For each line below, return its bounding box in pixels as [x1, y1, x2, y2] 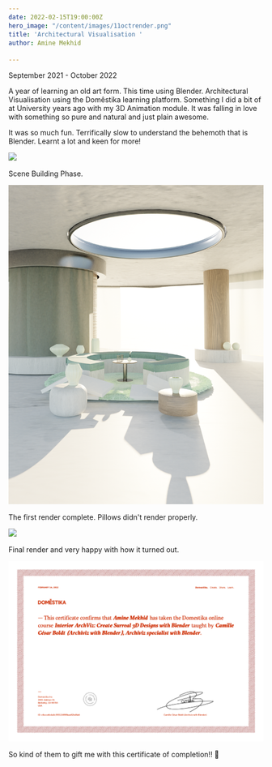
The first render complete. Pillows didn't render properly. [8, 512, 198, 522]
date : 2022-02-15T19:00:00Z [8, 13, 104, 21]
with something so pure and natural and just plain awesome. [8, 112, 209, 122]
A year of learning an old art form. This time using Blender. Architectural [8, 86, 249, 96]
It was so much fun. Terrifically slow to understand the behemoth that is [8, 128, 249, 138]
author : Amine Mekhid [8, 39, 82, 47]
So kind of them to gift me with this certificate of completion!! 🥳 [8, 750, 220, 760]
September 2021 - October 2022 [8, 71, 117, 80]
